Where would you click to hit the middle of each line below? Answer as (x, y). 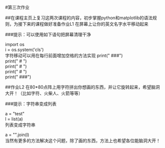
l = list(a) (14, 119)
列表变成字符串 (20, 125)
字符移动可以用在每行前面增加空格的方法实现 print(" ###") (64, 55)
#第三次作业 (17, 7)
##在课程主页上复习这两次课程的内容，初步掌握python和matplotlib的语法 (79, 18)
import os (15, 44)
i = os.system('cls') (25, 49)
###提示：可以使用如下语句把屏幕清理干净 (48, 34)
